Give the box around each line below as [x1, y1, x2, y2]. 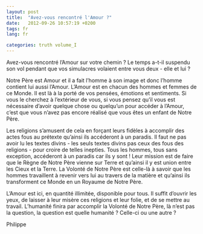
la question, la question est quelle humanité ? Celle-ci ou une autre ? [6, 209, 176, 216]
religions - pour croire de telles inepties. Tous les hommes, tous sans [6, 146, 178, 153]
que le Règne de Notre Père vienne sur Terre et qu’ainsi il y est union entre [6, 159, 192, 166]
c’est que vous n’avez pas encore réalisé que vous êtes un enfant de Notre [6, 109, 192, 116]
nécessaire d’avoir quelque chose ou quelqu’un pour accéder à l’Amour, [6, 103, 184, 109]
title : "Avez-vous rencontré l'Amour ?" [6, 14, 112, 21]
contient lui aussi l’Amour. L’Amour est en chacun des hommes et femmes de [6, 83, 198, 90]
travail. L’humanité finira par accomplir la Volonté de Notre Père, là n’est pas [6, 203, 195, 210]
